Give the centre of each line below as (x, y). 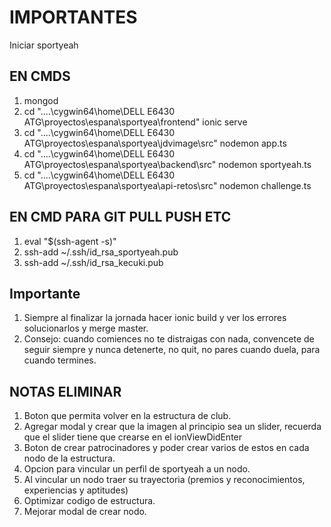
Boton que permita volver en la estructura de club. (127, 416)
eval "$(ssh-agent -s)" (70, 241)
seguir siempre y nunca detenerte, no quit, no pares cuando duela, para (172, 350)
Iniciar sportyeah (44, 45)
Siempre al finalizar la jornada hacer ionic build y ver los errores (155, 318)
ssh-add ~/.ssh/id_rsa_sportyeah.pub (101, 252)
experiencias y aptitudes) (76, 490)
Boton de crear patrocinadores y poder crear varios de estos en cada (166, 448)
